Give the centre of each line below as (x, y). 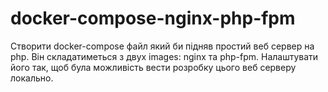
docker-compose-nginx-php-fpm (153, 18)
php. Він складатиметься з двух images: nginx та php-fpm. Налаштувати (164, 56)
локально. (32, 78)
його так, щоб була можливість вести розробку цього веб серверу (153, 67)
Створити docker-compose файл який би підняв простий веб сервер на (162, 46)
